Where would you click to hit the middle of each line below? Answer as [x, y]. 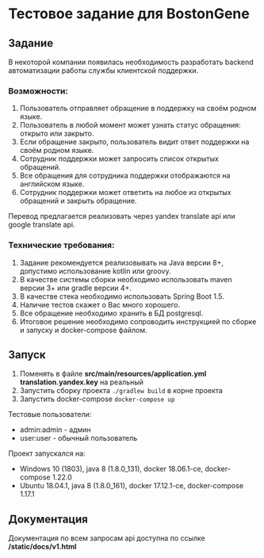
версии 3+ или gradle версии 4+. [76, 288]
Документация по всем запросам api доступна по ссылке [107, 538]
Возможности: [38, 90]
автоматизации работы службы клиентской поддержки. [103, 71]
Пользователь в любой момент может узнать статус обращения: [130, 125]
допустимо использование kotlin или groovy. [95, 271]
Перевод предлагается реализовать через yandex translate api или [122, 216]
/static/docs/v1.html [42, 547]
